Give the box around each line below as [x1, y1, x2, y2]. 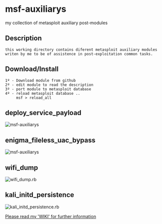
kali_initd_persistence [5, 191, 74, 199]
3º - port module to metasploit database [5, 86, 92, 92]
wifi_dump [5, 163, 38, 172]
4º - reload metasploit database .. [5, 91, 80, 96]
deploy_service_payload [5, 109, 82, 117]
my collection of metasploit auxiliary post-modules [5, 20, 108, 26]
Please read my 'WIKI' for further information [5, 213, 97, 219]
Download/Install [5, 65, 59, 74]
